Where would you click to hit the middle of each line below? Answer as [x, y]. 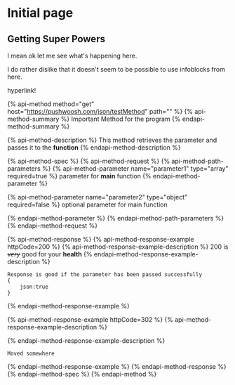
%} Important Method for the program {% [121, 119]
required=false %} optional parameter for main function [88, 204]
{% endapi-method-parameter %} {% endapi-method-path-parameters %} [116, 218]
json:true [34, 287]
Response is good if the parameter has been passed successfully [105, 275]
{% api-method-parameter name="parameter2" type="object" [98, 197]
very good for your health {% [50, 254]
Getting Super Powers [56, 39]
